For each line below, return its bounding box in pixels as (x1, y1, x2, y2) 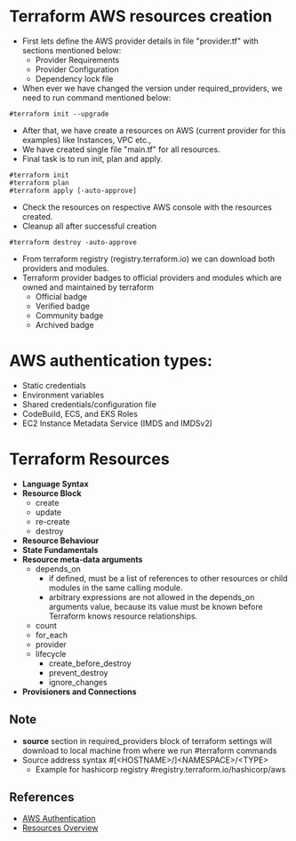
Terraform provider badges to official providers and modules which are (21, 272, 283, 283)
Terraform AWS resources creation (9, 6, 273, 27)
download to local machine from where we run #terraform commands (21, 745, 277, 756)
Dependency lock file (35, 73, 114, 84)
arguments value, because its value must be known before (48, 601, 264, 612)
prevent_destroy (48, 667, 108, 677)
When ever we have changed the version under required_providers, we (21, 83, 283, 93)
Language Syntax (21, 478, 89, 489)
